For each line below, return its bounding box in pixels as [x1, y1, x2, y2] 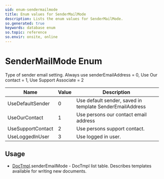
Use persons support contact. [76, 125, 145, 132]
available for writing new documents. [12, 168, 87, 174]
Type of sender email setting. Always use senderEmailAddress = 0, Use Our [5, 72, 158, 77]
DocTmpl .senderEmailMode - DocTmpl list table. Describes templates [12, 163, 152, 169]
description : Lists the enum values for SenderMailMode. [5, 16, 123, 21]
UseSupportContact [7, 125, 54, 132]
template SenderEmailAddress [76, 103, 146, 110]
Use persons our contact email [76, 111, 147, 118]
